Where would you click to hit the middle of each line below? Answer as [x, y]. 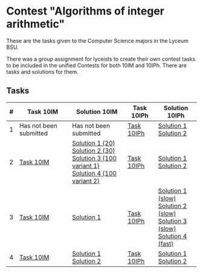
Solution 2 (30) [94, 151]
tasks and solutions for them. [42, 71]
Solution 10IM [97, 111]
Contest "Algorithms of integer [85, 11]
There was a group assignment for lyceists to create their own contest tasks [101, 59]
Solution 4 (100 [94, 173]
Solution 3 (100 [94, 158]
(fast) [166, 243]
